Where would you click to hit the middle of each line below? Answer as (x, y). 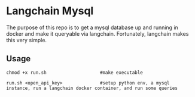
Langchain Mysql (50, 11)
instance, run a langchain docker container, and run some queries (92, 88)
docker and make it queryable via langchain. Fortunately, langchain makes (97, 33)
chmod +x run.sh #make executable (75, 73)
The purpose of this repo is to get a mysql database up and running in (92, 27)
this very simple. (26, 40)
